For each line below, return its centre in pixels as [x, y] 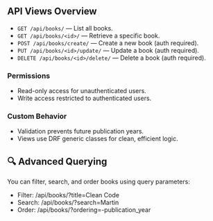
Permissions [29, 76]
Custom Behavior [37, 116]
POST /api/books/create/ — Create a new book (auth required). [108, 43]
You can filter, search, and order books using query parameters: [99, 182]
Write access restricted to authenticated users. [84, 98]
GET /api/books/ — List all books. [65, 28]
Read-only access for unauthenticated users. [82, 91]
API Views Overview [52, 11]
